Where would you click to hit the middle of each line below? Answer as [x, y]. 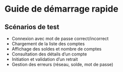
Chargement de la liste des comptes [48, 44]
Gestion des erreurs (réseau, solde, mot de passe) [62, 64]
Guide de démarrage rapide [61, 9]
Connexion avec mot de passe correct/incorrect [60, 38]
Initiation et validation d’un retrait [45, 59]
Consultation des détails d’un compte [49, 54]
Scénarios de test [32, 27]
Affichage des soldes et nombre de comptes [56, 49]
